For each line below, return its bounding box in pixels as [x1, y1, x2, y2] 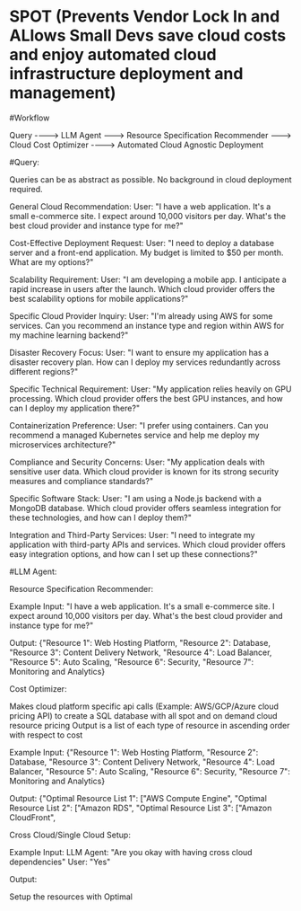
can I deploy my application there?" [9, 402, 141, 413]
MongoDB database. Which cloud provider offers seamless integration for [9, 502, 282, 513]
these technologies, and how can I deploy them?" [9, 512, 193, 523]
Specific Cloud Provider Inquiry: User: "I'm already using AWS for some [9, 310, 273, 321]
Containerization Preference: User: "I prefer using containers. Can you [9, 420, 269, 430]
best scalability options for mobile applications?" [9, 293, 189, 304]
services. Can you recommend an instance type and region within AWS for [9, 320, 285, 331]
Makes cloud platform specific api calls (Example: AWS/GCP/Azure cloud [9, 701, 279, 712]
